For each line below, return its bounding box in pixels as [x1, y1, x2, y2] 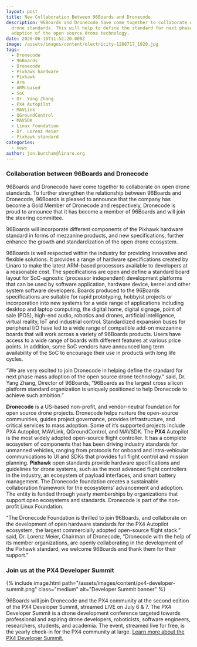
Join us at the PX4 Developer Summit [6, 566, 114, 574]
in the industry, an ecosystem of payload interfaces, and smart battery [6, 472, 176, 479]
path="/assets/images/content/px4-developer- [62, 579, 176, 587]
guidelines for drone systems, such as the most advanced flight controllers [6, 465, 187, 472]
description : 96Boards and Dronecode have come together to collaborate [6, 19, 188, 25]
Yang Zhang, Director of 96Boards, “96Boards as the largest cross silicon [6, 379, 184, 386]
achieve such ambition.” [6, 391, 64, 399]
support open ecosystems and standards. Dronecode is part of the [6, 496, 168, 503]
